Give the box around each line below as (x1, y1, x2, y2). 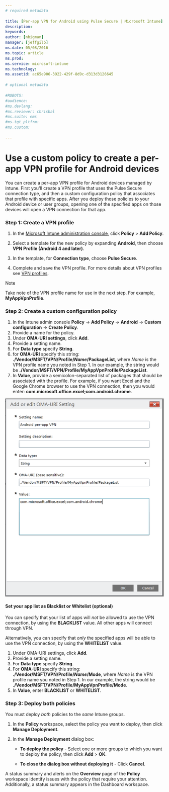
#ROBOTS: (5, 93, 24, 98)
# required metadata (5, 8, 49, 13)
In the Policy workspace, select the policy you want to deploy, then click (12, 721, 162, 727)
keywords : (5, 29, 26, 35)
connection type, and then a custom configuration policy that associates (5, 190, 155, 196)
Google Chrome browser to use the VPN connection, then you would (12, 383, 155, 389)
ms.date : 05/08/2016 (5, 45, 49, 50)
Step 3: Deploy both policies (5, 699, 75, 707)
